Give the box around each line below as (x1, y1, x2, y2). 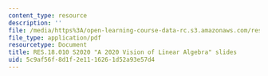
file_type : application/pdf (8, 33, 102, 42)
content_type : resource (8, 11, 88, 20)
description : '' (8, 19, 62, 27)
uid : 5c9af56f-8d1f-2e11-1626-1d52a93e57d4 (8, 56, 156, 64)
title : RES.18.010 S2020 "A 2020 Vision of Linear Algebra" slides (8, 48, 238, 56)
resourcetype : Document (8, 41, 88, 49)
